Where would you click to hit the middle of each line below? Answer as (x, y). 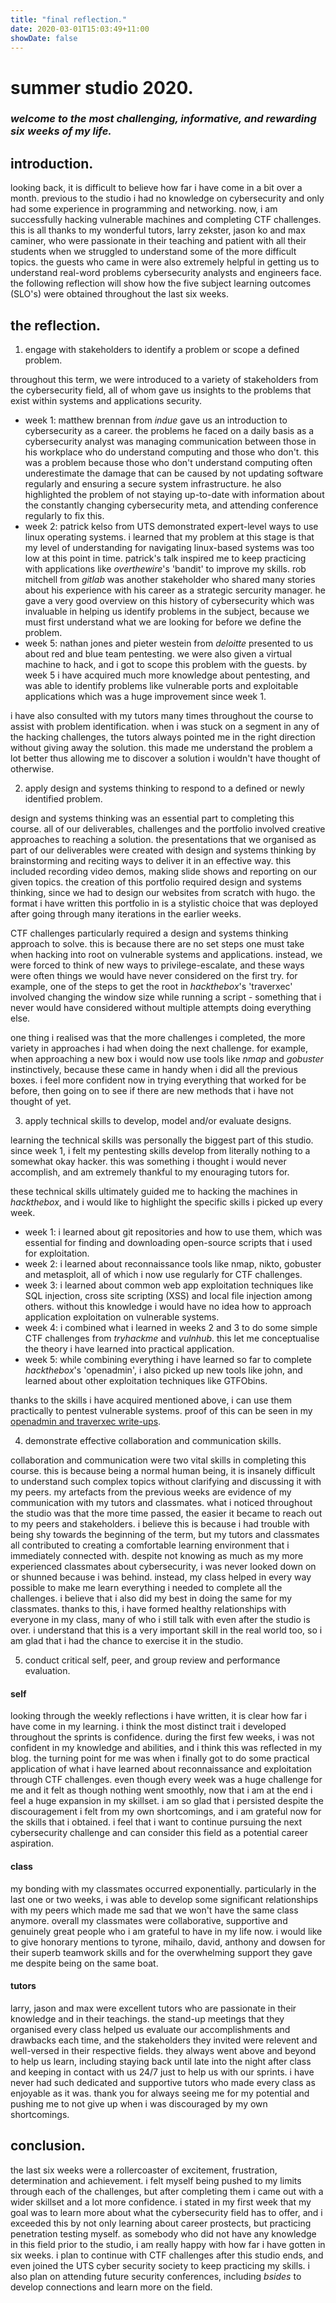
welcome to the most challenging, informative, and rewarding (163, 119)
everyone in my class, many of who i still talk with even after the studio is (160, 1620)
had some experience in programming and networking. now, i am (144, 209)
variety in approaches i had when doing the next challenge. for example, (159, 1048)
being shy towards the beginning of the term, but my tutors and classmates (165, 1535)
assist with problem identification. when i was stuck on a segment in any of (165, 727)
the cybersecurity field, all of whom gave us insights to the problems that (161, 390)
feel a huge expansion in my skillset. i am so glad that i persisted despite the (167, 1801)
